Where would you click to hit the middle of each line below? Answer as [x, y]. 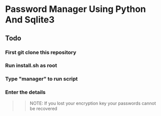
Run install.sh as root [31, 66]
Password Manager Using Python [76, 9]
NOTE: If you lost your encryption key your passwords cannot [93, 103]
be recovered [43, 109]
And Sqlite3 [30, 20]
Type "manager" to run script [41, 79]
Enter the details [25, 92]
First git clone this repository [41, 52]
